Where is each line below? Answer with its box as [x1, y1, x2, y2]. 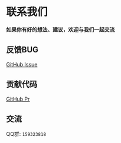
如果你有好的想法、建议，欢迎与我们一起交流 [6, 26, 115, 33]
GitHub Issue [6, 61, 38, 68]
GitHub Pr [6, 95, 30, 102]
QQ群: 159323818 [6, 131, 46, 138]
